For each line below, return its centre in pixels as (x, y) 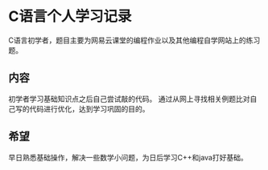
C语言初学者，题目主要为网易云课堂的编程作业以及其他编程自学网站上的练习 (134, 40)
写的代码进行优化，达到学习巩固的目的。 (82, 108)
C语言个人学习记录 (70, 16)
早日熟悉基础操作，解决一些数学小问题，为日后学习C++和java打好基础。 (128, 157)
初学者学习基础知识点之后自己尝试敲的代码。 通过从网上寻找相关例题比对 (129, 99)
